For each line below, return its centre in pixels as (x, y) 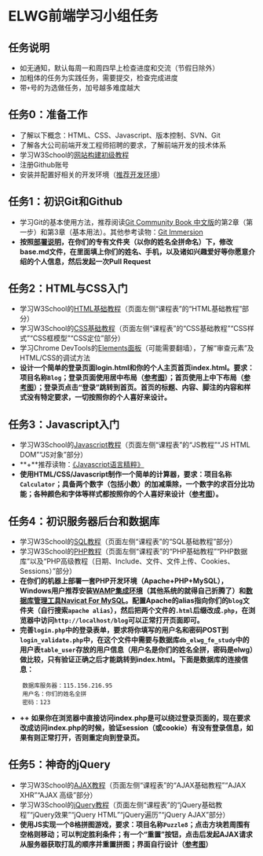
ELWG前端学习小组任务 (83, 16)
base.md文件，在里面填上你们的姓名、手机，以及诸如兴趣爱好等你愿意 (134, 252)
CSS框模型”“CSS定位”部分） (79, 338)
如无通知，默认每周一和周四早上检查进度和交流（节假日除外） (119, 68)
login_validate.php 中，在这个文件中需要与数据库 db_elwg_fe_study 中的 (134, 640)
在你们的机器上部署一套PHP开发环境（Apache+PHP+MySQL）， (124, 581)
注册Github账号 (44, 164)
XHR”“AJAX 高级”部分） (58, 795)
